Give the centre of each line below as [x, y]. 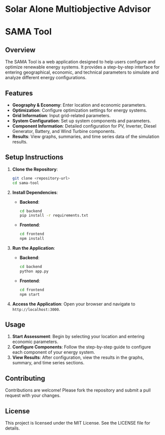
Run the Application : [33, 248]
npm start [30, 294]
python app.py [34, 271]
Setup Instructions [34, 157]
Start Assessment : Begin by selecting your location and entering [78, 337]
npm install [32, 239]
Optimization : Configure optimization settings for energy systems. [80, 110]
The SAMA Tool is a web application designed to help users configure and [80, 62]
